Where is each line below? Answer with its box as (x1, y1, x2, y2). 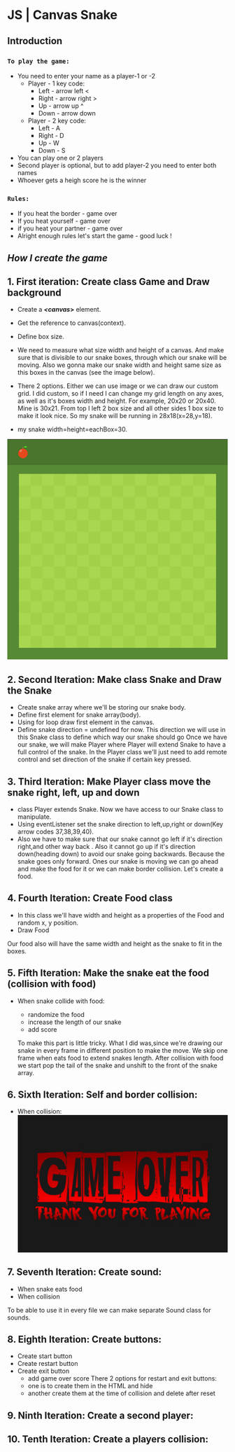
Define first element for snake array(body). (17, 711, 141, 719)
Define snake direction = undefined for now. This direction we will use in (17, 726, 226, 734)
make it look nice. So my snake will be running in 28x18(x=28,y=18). (17, 412, 213, 420)
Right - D (38, 131, 64, 139)
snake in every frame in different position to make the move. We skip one (17, 1046, 228, 1054)
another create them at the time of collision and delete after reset (27, 1389, 215, 1397)
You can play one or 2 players (17, 153, 104, 162)
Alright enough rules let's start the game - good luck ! (17, 232, 173, 240)
